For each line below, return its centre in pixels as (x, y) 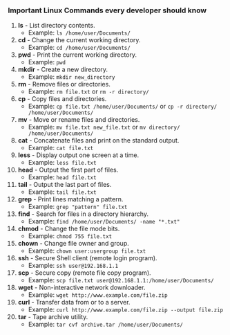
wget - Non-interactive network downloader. (82, 288)
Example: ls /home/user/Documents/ (79, 33)
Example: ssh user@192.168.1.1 (73, 266)
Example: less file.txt (62, 163)
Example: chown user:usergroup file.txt (87, 251)
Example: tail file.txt (62, 192)
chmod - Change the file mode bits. (69, 229)
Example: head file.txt (62, 177)
